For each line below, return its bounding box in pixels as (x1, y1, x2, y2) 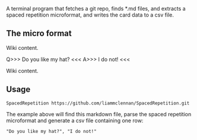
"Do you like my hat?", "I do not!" (6, 128, 97, 134)
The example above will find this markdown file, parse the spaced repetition (6, 110, 192, 117)
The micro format (6, 28, 72, 39)
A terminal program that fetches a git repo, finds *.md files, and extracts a (6, 5, 186, 12)
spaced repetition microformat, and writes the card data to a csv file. (6, 11, 174, 18)
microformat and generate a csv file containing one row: (6, 117, 144, 124)
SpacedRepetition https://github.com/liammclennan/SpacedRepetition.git (6, 100, 190, 106)
